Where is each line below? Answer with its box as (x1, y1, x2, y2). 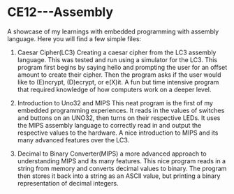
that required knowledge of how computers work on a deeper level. (17, 85, 212, 94)
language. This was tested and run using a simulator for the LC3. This (17, 55, 218, 64)
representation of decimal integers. (17, 179, 119, 187)
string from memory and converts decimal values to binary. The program (17, 164, 227, 172)
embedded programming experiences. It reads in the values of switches (17, 106, 225, 114)
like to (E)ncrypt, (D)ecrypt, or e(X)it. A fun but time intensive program (17, 77, 219, 86)
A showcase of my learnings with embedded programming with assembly (7, 27, 219, 36)
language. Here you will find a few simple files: (7, 34, 142, 43)
